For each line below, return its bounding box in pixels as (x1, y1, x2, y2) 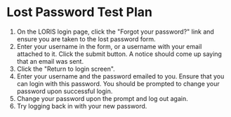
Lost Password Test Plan (6, 4, 152, 20)
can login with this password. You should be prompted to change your (16, 79, 220, 88)
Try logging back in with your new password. (16, 102, 147, 110)
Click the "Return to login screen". (16, 64, 115, 73)
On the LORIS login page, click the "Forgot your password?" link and (16, 27, 215, 36)
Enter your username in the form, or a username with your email (16, 42, 202, 50)
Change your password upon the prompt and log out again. (16, 94, 189, 102)
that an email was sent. (16, 57, 84, 65)
